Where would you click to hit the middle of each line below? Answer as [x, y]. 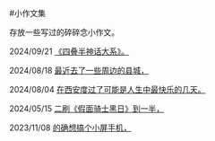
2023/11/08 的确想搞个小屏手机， [70, 128]
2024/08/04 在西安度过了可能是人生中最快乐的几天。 [107, 89]
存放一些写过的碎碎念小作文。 [64, 32]
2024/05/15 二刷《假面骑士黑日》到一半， [86, 109]
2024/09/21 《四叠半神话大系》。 [69, 51]
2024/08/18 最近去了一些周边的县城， [79, 70]
